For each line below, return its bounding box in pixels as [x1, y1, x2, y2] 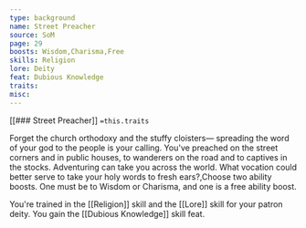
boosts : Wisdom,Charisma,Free [9, 47, 125, 57]
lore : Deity [9, 65, 55, 74]
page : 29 [9, 38, 43, 48]
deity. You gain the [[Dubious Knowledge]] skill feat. [9, 208, 206, 219]
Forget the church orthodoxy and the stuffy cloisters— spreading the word [9, 132, 290, 143]
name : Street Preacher [9, 22, 96, 31]
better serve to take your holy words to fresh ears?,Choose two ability [9, 171, 272, 182]
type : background [9, 13, 76, 23]
